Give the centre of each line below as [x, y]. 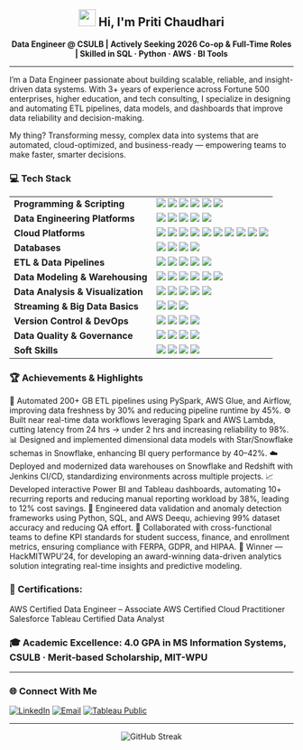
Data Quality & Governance [73, 336]
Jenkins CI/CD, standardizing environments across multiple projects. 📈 [142, 476]
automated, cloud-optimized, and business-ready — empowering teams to [148, 144]
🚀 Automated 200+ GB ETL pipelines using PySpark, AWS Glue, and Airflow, [151, 401]
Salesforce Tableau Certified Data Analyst [87, 618]
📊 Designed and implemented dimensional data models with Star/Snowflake [151, 440]
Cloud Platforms [50, 233]
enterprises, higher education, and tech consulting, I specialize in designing [150, 98]
